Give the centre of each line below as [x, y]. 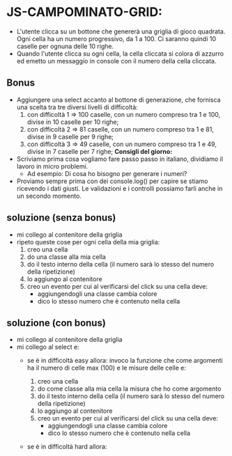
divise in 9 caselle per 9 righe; [70, 136]
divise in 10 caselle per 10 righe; [73, 122]
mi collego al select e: [48, 347]
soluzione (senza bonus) [61, 218]
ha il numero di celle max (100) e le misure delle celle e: [106, 368]
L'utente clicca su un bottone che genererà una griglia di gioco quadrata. [121, 31]
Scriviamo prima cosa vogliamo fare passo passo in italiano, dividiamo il [120, 159]
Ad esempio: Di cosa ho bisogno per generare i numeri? [107, 173]
